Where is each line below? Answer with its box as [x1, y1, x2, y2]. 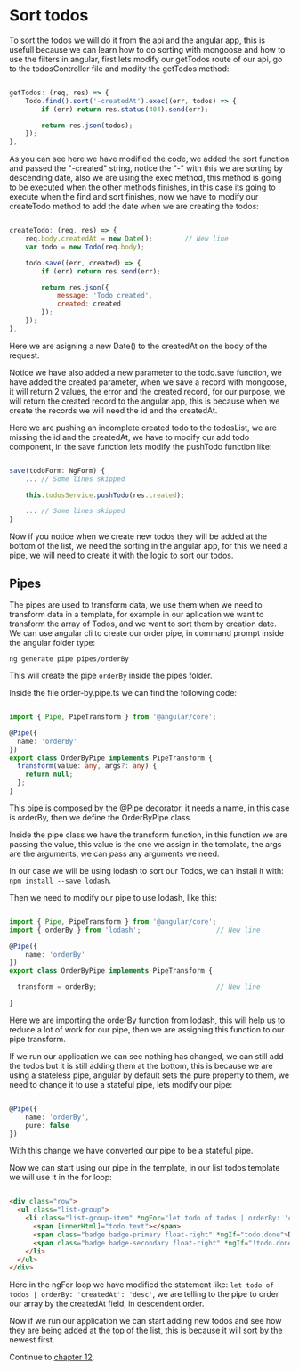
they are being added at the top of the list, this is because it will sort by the [9, 1325, 283, 1336]
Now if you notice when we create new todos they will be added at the [9, 531, 268, 542]
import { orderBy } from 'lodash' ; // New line [9, 926, 261, 934]
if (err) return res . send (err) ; [41, 266, 162, 276]
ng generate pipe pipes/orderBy [9, 655, 129, 664]
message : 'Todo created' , [56, 291, 153, 300]
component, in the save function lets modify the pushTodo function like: [9, 441, 272, 452]
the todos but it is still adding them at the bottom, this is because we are [9, 1060, 273, 1071]
